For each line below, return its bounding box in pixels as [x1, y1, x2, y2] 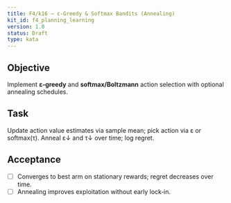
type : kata [7, 36, 39, 43]
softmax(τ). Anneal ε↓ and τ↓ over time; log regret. [7, 133, 155, 142]
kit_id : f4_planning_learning [7, 17, 95, 24]
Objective [7, 62, 51, 74]
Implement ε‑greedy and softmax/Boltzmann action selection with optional [7, 80, 224, 88]
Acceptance [7, 154, 61, 165]
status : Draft [7, 29, 49, 37]
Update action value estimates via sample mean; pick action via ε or [7, 126, 202, 134]
